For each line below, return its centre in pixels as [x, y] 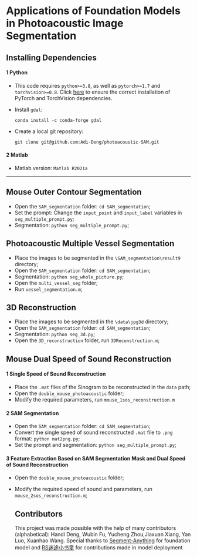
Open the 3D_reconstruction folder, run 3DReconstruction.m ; [87, 340]
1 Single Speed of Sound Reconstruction [56, 374]
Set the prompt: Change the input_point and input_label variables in [98, 213]
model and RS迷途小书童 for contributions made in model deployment [98, 548]
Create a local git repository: [49, 131]
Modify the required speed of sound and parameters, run [83, 489]
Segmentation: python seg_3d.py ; [55, 334]
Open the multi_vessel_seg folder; [56, 283]
